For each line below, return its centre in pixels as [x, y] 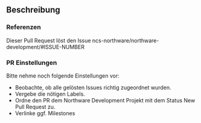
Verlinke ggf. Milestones [45, 113]
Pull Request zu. [35, 107]
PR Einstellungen [32, 62]
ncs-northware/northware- [126, 40]
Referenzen [24, 27]
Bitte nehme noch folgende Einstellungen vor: [63, 76]
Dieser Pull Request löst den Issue [49, 40]
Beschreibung [33, 10]
